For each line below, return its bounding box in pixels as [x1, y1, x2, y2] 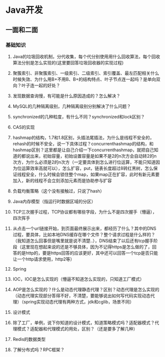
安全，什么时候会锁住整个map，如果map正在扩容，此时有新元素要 [26, 171, 160, 177]
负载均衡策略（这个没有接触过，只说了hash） [12, 188, 105, 194]
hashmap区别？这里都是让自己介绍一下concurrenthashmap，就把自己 [12, 147, 154, 153]
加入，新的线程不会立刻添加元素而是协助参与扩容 [12, 177, 112, 183]
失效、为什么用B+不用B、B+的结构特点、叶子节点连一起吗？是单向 [21, 76, 156, 82]
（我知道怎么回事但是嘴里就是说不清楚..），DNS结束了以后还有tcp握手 [12, 238, 154, 244]
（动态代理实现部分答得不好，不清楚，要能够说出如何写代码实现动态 [12, 293, 151, 299]
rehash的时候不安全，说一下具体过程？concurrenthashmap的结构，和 [12, 140, 154, 146]
